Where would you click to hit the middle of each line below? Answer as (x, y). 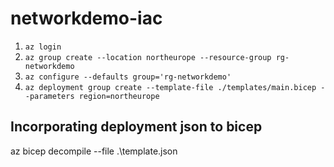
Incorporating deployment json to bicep (136, 127)
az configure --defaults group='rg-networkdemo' (128, 77)
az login (43, 47)
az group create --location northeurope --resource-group (148, 57)
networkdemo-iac (86, 18)
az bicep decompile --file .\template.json (94, 151)
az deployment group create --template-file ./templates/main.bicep (170, 87)
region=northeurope (119, 96)
